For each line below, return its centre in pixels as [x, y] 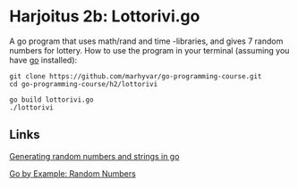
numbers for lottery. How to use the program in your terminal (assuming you [149, 50]
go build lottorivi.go [51, 100]
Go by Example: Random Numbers [72, 173]
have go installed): [43, 60]
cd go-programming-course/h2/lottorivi [84, 84]
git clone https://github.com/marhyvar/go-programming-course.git [136, 76]
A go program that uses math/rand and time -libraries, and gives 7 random [146, 41]
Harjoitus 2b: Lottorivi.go [105, 16]
